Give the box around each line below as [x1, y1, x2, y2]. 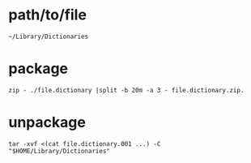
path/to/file [8, 6, 87, 24]
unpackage [8, 114, 87, 131]
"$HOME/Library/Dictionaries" [8, 147, 111, 155]
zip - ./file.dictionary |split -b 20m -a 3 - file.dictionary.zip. [8, 86, 245, 94]
